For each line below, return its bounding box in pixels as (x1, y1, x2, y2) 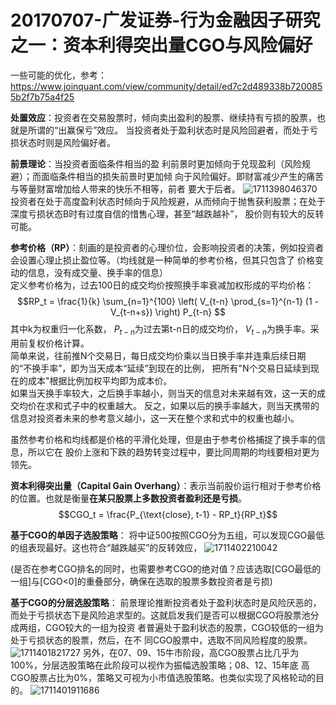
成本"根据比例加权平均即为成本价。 (27, 374, 173, 386)
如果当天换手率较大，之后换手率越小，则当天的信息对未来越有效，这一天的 (10, 387, 317, 399)
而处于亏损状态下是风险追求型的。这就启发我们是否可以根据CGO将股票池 (10, 609, 311, 621)
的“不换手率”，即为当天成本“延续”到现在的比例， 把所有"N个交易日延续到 (10, 362, 311, 374)
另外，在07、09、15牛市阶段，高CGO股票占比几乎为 (82, 646, 300, 658)
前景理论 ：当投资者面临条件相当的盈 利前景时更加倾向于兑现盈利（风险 (10, 157, 302, 170)
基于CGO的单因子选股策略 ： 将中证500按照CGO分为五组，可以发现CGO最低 (10, 529, 325, 541)
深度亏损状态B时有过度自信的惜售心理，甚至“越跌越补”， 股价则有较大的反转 (10, 207, 325, 220)
